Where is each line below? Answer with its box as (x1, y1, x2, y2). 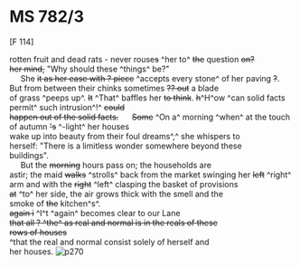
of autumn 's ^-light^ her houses (9, 120, 129, 132)
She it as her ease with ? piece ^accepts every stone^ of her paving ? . (20, 72, 280, 83)
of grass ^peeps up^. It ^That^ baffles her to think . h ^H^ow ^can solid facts (9, 92, 286, 103)
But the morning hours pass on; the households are (20, 159, 212, 170)
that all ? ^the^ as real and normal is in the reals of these (9, 217, 219, 228)
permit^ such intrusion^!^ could (9, 101, 125, 112)
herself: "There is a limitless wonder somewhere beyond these (9, 140, 242, 151)
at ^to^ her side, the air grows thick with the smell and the (9, 188, 224, 199)
